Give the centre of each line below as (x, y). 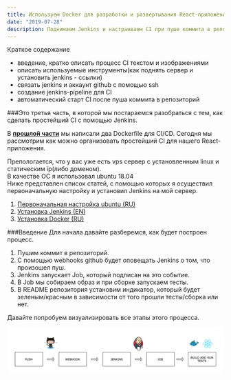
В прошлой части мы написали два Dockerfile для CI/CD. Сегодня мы (109, 134)
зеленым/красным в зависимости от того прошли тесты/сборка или (118, 297)
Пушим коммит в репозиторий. (63, 253)
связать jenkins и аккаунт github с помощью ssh (88, 85)
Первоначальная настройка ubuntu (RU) (76, 204)
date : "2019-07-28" (35, 22)
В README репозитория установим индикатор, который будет (109, 290)
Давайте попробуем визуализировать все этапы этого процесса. (103, 318)
